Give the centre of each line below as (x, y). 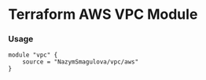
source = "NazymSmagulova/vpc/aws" (81, 62)
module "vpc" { (33, 55)
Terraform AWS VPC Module (103, 15)
